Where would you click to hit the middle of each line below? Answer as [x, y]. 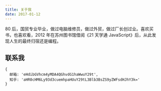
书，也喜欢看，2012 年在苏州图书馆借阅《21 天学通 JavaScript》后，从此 [79, 35]
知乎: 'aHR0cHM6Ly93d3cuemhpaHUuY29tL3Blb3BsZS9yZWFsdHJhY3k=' [75, 80]
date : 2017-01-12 [23, 14]
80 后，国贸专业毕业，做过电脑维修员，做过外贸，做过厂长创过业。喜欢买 [79, 29]
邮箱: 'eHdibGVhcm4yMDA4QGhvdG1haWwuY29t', [54, 75]
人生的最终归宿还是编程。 [35, 41]
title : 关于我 [18, 10]
